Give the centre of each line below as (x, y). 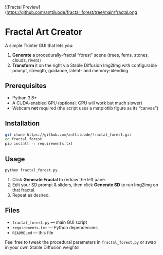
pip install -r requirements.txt (39, 144)
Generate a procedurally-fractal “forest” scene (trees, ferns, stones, (81, 55)
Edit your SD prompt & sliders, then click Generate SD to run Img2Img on (85, 185)
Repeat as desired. (31, 195)
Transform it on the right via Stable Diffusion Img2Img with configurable (84, 65)
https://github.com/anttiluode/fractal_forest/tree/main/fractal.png (72, 12)
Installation (22, 123)
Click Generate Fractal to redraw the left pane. (59, 179)
